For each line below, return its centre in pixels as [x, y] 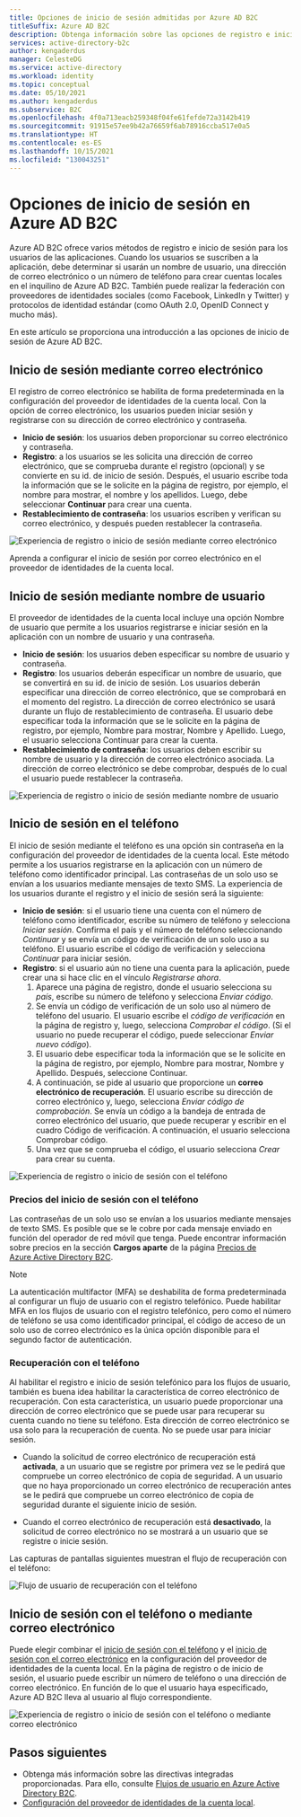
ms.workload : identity [52, 76]
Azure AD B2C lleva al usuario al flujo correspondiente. [111, 1698]
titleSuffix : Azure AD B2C [60, 26]
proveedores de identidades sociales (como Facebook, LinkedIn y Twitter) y [149, 295]
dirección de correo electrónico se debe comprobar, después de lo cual [155, 769]
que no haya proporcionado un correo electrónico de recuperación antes [157, 1486]
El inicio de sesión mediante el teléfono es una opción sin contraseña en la [147, 845]
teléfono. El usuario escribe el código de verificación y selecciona [144, 948]
